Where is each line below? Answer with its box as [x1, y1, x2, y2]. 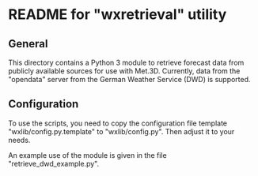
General [8, 37, 49, 51]
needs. [8, 135, 31, 144]
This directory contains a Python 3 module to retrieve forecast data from [8, 58, 245, 67]
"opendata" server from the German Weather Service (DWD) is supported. [8, 75, 251, 84]
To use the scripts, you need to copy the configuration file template [8, 118, 228, 128]
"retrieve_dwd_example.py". [8, 159, 100, 168]
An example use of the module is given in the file [8, 150, 168, 159]
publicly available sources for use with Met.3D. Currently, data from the [8, 66, 241, 76]
